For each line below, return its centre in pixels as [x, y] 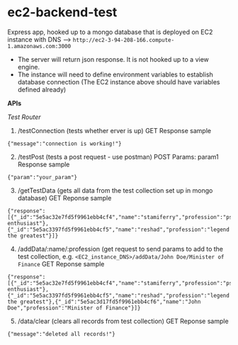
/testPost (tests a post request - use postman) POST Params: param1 [118, 157]
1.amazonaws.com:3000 [39, 46]
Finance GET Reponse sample [61, 264]
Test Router [24, 117]
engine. [29, 67]
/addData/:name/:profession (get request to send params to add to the [120, 249]
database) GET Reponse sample [64, 198]
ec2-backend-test [62, 12]
